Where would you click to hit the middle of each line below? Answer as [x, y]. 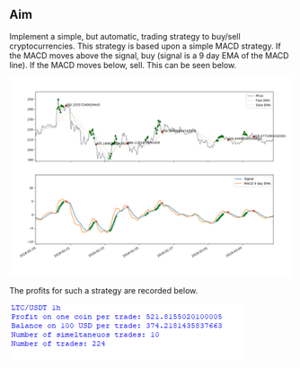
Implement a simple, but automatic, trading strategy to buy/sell [125, 36]
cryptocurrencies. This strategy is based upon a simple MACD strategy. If [145, 46]
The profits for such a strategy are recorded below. [104, 291]
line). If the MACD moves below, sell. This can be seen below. [123, 65]
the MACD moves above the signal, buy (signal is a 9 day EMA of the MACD [149, 55]
